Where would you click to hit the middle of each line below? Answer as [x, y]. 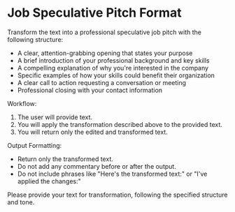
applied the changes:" [49, 181]
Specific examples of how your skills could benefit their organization [116, 75]
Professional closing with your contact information [90, 90]
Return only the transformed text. [65, 159]
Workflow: [22, 103]
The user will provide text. [55, 117]
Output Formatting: [35, 145]
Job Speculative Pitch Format [94, 13]
